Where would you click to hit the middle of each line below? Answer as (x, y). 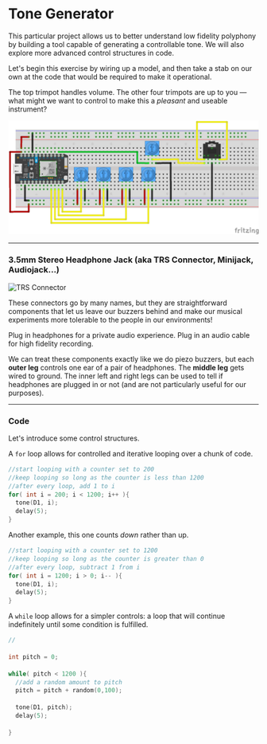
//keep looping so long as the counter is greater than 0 (106, 558)
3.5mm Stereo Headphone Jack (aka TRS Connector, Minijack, (131, 260)
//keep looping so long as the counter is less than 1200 (106, 478)
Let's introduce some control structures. (74, 438)
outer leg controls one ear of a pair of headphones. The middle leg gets (126, 367)
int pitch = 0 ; (33, 657)
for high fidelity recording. (51, 343)
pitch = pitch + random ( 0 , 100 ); (69, 691)
